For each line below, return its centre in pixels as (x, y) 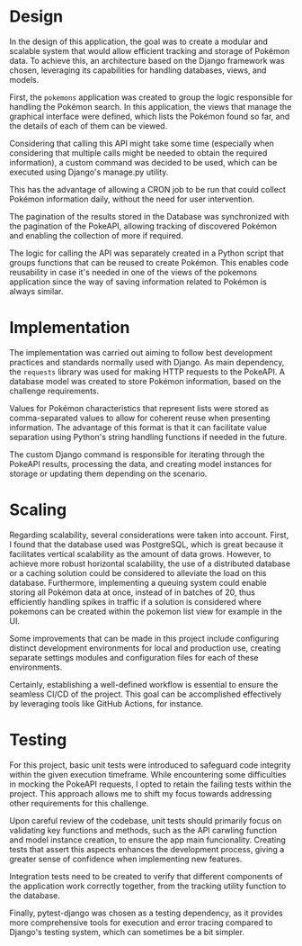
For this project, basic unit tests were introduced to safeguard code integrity (150, 765)
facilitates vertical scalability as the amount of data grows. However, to (140, 554)
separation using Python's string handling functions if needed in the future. (148, 437)
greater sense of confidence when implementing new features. (126, 859)
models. (24, 79)
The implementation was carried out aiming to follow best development (141, 352)
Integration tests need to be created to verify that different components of (146, 876)
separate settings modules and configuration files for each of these (134, 657)
